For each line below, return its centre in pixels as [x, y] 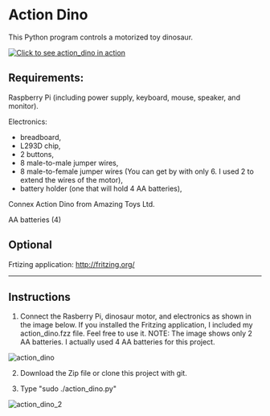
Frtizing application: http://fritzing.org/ [72, 264]
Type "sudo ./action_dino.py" [68, 389]
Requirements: [46, 78]
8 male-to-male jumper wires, [69, 163]
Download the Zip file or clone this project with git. [103, 373]
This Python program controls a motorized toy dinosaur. [101, 37]
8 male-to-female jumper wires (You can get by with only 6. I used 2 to [137, 171]
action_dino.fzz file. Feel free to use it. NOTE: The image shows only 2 [136, 334]
